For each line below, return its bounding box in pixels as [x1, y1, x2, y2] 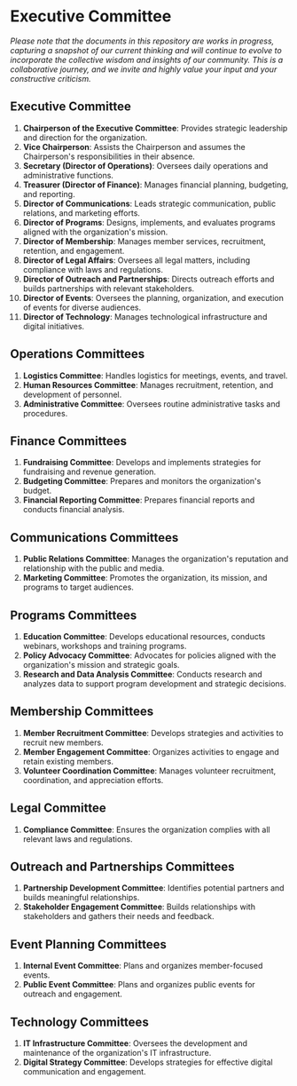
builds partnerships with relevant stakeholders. [22, 282, 195, 294]
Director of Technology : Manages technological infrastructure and [22, 311, 268, 321]
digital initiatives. [22, 321, 85, 331]
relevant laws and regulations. [22, 833, 133, 844]
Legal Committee [10, 801, 106, 816]
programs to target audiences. [22, 582, 134, 592]
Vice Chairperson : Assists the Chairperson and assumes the [22, 141, 246, 152]
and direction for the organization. [22, 131, 148, 143]
